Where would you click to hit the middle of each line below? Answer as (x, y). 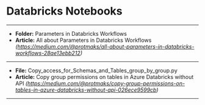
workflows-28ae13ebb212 (48, 53)
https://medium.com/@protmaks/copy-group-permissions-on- (106, 83)
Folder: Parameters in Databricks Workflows (71, 33)
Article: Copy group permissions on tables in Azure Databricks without (104, 76)
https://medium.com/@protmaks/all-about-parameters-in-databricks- (106, 46)
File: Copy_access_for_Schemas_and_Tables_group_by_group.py (96, 70)
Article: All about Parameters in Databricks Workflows (83, 40)
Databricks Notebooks (65, 11)
